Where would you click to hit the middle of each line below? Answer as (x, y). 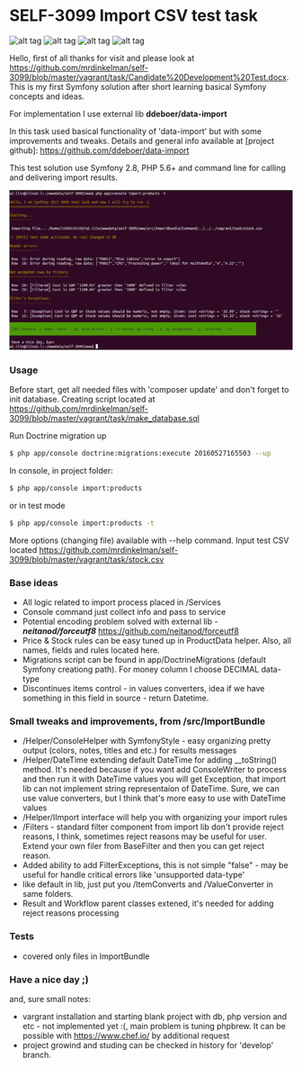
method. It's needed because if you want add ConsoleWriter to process (155, 770)
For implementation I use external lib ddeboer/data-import (118, 113)
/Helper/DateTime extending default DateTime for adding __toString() (149, 760)
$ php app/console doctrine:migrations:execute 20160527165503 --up (140, 454)
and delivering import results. (64, 177)
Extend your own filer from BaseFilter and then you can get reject (143, 846)
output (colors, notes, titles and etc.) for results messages (129, 751)
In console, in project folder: (62, 471)
